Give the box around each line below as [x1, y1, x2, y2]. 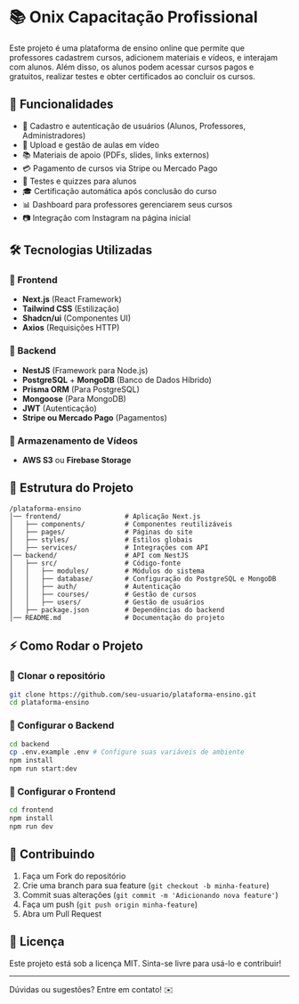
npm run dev [9, 822, 53, 831]
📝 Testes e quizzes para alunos [21, 175, 137, 186]
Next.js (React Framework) [21, 294, 122, 305]
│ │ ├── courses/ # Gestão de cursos [9, 590, 198, 599]
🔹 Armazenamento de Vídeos [9, 434, 138, 446]
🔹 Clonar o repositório [9, 670, 106, 682]
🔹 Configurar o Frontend [9, 786, 116, 797]
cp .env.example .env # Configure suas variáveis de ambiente [9, 747, 245, 757]
